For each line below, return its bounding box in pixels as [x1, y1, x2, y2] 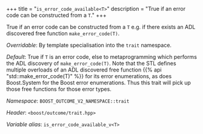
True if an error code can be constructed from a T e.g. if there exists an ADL [6, 24, 196, 30]
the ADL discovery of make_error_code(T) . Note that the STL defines [6, 60, 177, 67]
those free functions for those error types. [6, 85, 112, 93]
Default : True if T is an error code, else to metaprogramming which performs [6, 53, 197, 60]
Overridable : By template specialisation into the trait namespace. [6, 42, 171, 49]
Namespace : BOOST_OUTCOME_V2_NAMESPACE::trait [6, 97, 130, 104]
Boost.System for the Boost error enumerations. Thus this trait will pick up [6, 79, 191, 86]
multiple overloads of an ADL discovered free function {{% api [6, 66, 162, 73]
